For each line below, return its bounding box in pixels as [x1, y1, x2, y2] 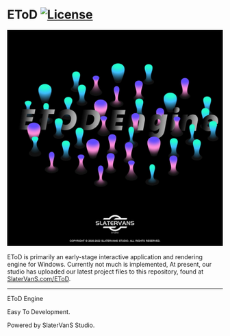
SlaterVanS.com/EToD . [7, 274, 71, 283]
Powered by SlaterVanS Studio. [7, 321, 95, 329]
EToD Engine [7, 294, 43, 302]
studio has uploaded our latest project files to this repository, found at [7, 267, 204, 276]
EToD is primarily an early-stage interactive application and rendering [7, 252, 203, 261]
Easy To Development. [7, 307, 71, 315]
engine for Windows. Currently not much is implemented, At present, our [7, 260, 212, 268]
